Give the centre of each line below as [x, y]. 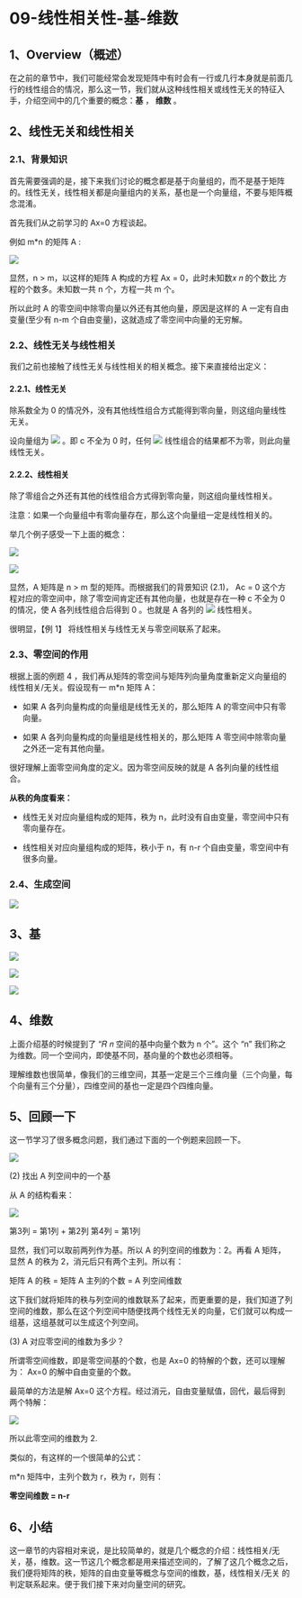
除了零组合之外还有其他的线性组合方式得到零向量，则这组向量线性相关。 [143, 496]
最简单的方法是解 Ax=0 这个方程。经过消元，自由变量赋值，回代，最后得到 [147, 1391]
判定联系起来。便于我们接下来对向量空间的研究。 [100, 1584]
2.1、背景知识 [39, 160]
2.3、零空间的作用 [49, 654]
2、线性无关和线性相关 [72, 132]
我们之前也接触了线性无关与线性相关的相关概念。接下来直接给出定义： [139, 366]
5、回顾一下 [43, 1117]
